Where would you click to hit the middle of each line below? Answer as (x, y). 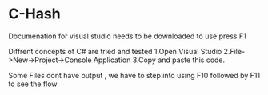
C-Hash (35, 14)
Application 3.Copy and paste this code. (159, 60)
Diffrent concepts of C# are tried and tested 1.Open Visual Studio (115, 51)
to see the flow (33, 84)
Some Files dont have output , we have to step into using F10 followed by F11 (134, 75)
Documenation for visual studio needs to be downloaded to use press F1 (127, 36)
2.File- (234, 51)
